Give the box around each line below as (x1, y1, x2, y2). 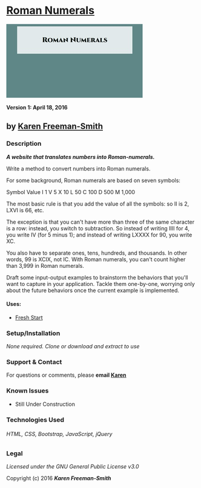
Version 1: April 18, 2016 (6, 103, 68, 111)
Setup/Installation (6, 329, 61, 337)
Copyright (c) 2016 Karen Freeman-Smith (6, 475, 111, 482)
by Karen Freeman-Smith (6, 122, 104, 132)
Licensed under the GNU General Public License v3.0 (6, 463, 139, 470)
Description (6, 140, 42, 148)
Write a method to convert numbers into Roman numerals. (6, 164, 151, 172)
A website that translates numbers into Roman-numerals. (6, 153, 155, 160)
